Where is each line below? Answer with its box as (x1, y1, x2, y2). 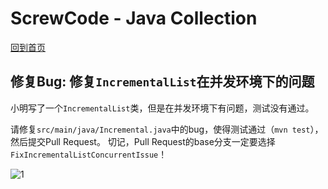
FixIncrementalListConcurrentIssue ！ (10, 148, 168, 160)
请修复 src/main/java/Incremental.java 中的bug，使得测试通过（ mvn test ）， (10, 123, 324, 135)
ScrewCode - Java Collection (10, 7, 258, 30)
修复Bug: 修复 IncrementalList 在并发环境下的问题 (10, 73, 315, 91)
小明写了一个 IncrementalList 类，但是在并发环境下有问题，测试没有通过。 (10, 102, 315, 114)
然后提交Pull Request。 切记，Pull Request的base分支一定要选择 (10, 135, 276, 147)
